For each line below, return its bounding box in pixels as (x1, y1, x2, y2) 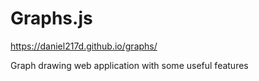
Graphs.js (10, 7, 93, 30)
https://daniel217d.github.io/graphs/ (10, 40, 158, 52)
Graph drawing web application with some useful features (10, 59, 249, 71)
